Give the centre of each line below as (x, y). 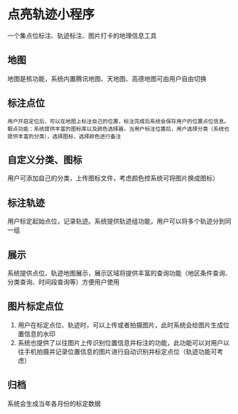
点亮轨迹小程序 (51, 15)
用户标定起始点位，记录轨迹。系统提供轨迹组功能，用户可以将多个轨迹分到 (116, 222)
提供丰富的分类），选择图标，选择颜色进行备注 (64, 136)
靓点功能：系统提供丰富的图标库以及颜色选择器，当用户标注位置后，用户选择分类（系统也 (118, 129)
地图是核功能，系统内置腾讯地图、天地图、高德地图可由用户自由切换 (107, 78)
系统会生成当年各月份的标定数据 (54, 403)
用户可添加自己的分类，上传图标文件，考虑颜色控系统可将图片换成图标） (113, 178)
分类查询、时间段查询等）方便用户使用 (63, 282)
